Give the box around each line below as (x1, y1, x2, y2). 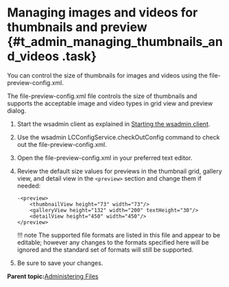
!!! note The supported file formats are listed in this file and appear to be (16, 231, 221, 239)
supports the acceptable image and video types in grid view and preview (7, 99, 213, 107)
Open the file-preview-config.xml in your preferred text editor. (16, 153, 193, 162)
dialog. (7, 106, 27, 115)
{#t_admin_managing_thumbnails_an (7, 34, 223, 49)
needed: (16, 181, 41, 190)
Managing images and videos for (7, 5, 198, 21)
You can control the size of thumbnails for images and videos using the (7, 71, 208, 80)
